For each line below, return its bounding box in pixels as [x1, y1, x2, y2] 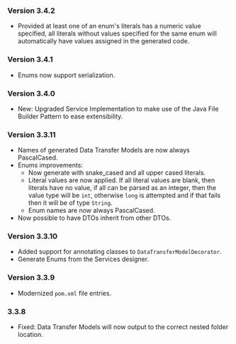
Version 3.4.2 [7, 6, 55, 16]
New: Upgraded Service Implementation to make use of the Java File [17, 104, 219, 113]
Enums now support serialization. [17, 70, 116, 79]
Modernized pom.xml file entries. [17, 289, 112, 297]
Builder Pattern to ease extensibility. [17, 112, 123, 121]
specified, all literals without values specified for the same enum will [17, 29, 218, 38]
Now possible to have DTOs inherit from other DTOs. [17, 213, 172, 222]
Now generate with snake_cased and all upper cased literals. [28, 169, 206, 177]
